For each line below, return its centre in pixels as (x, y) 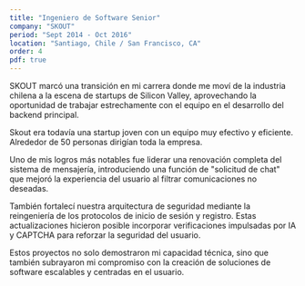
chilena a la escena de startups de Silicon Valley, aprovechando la (133, 95)
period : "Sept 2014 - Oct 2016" (71, 35)
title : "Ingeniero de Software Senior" (85, 18)
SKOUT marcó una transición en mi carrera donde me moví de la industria (148, 86)
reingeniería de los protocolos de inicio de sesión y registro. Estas (133, 216)
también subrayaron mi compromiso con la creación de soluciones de (140, 262)
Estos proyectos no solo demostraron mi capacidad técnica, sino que (139, 252)
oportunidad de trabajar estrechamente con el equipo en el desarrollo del (147, 105)
